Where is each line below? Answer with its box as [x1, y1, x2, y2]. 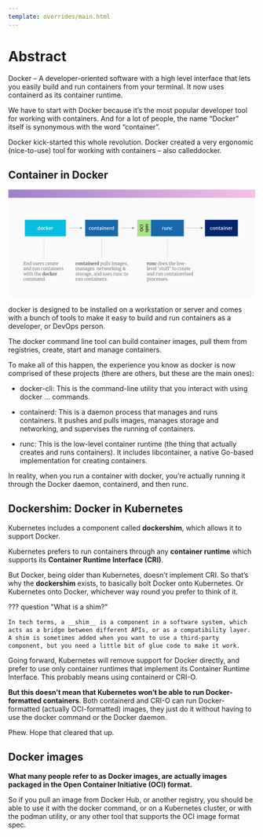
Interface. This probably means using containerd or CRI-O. [8, 672, 198, 682]
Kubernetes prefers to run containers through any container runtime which [8, 546, 252, 556]
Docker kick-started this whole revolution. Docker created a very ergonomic [8, 137, 254, 147]
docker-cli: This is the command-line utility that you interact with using [19, 383, 248, 393]
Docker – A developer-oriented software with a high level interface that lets [8, 73, 251, 82]
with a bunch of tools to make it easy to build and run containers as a [8, 313, 232, 322]
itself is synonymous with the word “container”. [8, 122, 161, 131]
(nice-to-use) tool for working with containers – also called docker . [8, 145, 222, 155]
